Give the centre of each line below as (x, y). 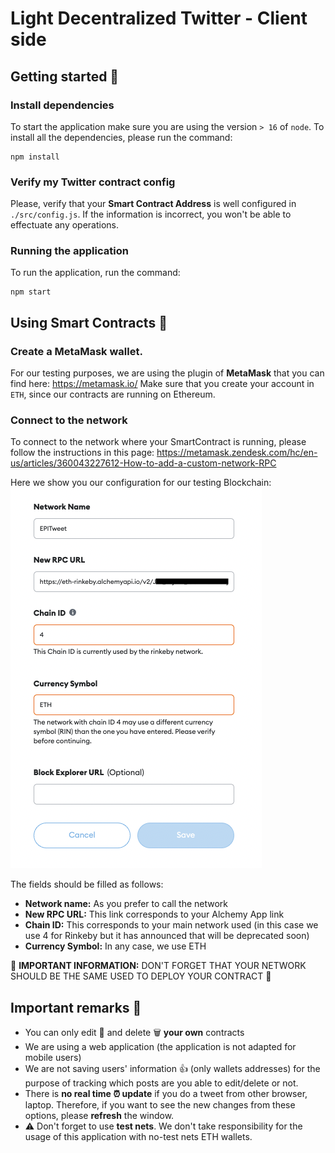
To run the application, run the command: (95, 273)
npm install (35, 157)
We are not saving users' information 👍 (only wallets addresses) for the (172, 1069)
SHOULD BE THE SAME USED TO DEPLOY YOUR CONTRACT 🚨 (141, 976)
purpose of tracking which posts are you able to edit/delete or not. (161, 1083)
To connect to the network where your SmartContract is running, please (158, 442)
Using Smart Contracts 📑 (89, 322)
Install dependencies (62, 105)
